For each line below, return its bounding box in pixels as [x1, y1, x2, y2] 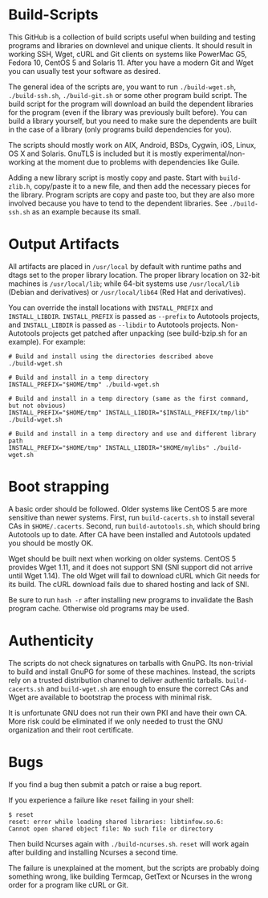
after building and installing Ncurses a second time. [8, 847, 178, 857]
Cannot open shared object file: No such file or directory [8, 825, 214, 833]
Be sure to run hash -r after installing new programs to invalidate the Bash [8, 594, 254, 604]
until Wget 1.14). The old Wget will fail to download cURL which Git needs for [8, 570, 261, 580]
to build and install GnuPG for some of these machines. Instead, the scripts [8, 667, 256, 676]
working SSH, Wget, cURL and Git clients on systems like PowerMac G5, [8, 49, 247, 59]
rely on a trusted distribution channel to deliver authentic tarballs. [8, 675, 225, 684]
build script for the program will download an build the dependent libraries [8, 99, 254, 108]
